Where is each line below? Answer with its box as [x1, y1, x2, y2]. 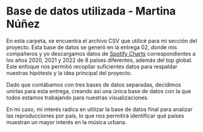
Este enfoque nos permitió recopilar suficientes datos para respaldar [6, 62, 178, 70]
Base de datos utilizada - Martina [6, 4, 176, 18]
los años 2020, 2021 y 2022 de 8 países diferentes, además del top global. [6, 56, 193, 64]
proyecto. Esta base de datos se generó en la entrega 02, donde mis [6, 44, 178, 51]
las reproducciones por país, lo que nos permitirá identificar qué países [6, 112, 185, 119]
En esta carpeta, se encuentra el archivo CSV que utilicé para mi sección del [6, 37, 198, 44]
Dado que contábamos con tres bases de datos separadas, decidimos [6, 81, 182, 88]
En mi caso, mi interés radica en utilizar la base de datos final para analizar [6, 105, 193, 113]
